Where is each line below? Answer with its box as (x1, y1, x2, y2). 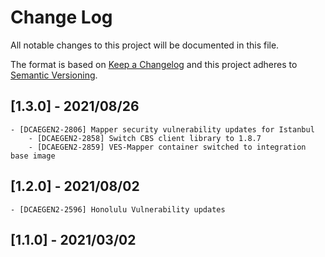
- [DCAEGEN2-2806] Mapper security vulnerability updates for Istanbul (10, 124, 315, 135)
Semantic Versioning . (10, 69, 98, 81)
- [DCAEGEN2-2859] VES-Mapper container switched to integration (28, 142, 307, 152)
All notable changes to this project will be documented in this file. (10, 39, 280, 51)
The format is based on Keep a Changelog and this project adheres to (10, 58, 298, 70)
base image (10, 151, 56, 161)
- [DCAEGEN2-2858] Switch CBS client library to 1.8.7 (28, 133, 262, 143)
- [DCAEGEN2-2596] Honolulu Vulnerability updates (10, 204, 226, 215)
